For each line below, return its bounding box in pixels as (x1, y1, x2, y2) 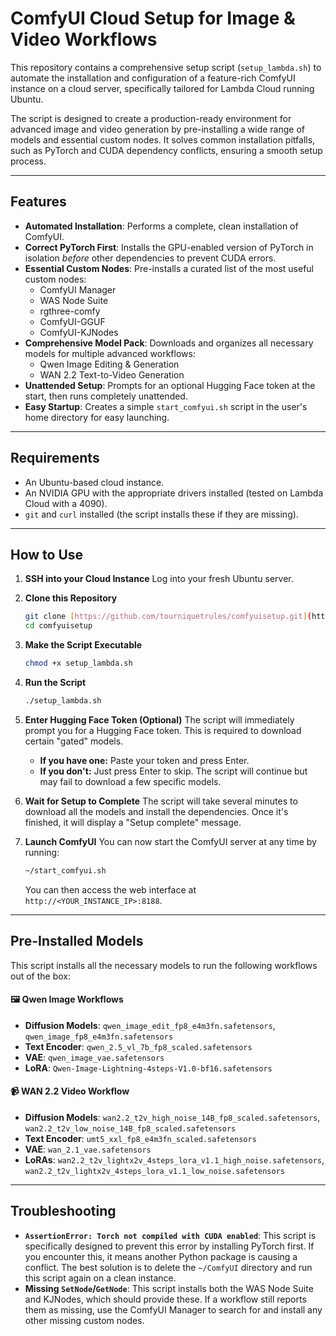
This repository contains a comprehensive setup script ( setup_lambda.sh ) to (10, 61, 322, 73)
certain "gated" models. (24, 735, 124, 747)
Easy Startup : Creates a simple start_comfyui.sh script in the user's (24, 400, 308, 412)
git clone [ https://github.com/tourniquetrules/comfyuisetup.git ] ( (24, 612, 313, 622)
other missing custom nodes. (24, 1314, 145, 1326)
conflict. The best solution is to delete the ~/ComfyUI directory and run (24, 1261, 313, 1273)
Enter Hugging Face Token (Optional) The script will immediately (24, 713, 295, 726)
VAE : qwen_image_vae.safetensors (24, 1051, 165, 1063)
